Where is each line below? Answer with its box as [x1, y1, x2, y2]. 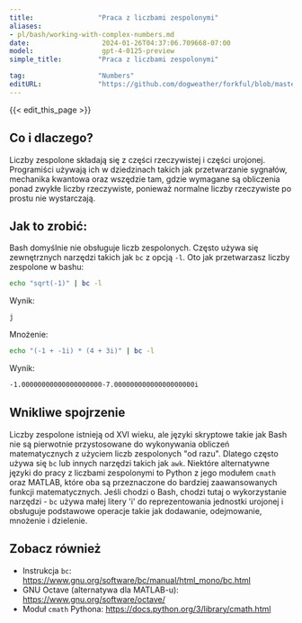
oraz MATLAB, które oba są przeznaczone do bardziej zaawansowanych [9, 476, 278, 487]
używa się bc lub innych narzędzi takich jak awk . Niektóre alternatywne [9, 457, 270, 468]
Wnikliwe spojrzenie [9, 405, 126, 420]
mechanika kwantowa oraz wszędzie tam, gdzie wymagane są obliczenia [9, 173, 280, 185]
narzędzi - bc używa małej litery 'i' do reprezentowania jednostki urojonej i [9, 496, 284, 507]
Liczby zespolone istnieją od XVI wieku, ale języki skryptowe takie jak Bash [9, 429, 288, 439]
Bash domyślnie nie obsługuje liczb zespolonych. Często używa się [9, 242, 259, 253]
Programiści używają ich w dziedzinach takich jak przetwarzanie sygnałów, [9, 164, 288, 175]
